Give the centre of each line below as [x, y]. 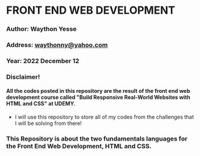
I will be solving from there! [48, 123]
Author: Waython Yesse [41, 29]
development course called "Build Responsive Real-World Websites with [98, 97]
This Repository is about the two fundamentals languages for [97, 139]
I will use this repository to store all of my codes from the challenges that [104, 117]
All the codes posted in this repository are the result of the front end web [98, 91]
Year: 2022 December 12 [43, 61]
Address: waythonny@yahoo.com [57, 45]
